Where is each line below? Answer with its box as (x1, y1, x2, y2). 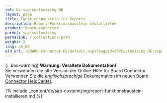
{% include (5, 88, 28, 94)
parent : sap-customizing (5, 30, 57, 35)
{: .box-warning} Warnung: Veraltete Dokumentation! (5, 62, 117, 68)
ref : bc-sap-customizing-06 (5, 7, 64, 12)
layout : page (5, 12, 32, 17)
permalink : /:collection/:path (5, 35, 70, 40)
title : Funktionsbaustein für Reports (5, 16, 85, 21)
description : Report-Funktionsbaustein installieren (5, 21, 117, 26)
